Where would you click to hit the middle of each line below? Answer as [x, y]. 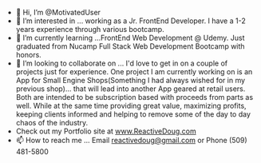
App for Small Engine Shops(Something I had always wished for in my [130, 80]
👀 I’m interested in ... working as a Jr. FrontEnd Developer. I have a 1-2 [130, 21]
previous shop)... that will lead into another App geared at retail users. [130, 89]
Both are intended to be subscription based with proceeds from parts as [134, 97]
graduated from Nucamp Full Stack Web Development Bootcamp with [130, 46]
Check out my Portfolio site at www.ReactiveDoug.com [106, 131]
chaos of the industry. [52, 123]
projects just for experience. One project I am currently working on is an [134, 72]
